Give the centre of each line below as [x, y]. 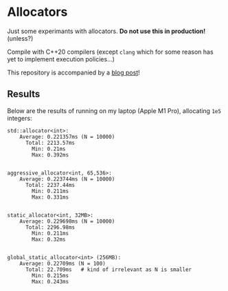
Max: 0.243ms [50, 281]
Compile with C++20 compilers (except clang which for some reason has [111, 52]
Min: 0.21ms [49, 149]
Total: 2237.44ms [50, 185]
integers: [20, 118]
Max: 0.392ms [50, 155]
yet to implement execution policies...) [61, 59]
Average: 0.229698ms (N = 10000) [67, 221]
